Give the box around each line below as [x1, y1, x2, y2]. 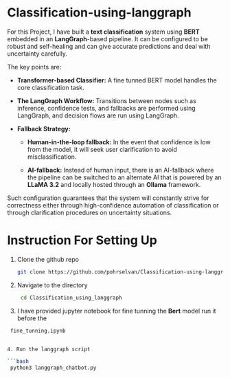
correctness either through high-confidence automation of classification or [7, 201, 219, 209]
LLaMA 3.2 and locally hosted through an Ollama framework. [27, 180, 201, 188]
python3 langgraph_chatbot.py [10, 364, 97, 372]
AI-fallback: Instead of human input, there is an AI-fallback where [27, 166, 214, 174]
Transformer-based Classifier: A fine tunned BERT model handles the [16, 76, 218, 84]
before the [16, 314, 47, 322]
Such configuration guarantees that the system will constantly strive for [7, 194, 209, 202]
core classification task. [16, 83, 84, 91]
